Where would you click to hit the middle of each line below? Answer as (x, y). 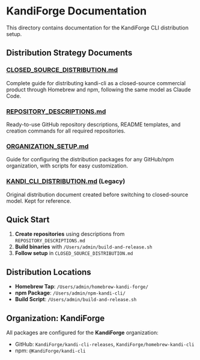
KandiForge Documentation (77, 11)
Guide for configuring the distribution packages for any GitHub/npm (90, 160)
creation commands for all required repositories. (66, 131)
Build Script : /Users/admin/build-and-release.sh (76, 299)
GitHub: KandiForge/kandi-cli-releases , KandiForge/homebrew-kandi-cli (105, 344)
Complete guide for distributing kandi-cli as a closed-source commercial (96, 83)
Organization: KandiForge (56, 318)
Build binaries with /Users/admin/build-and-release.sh (83, 247)
